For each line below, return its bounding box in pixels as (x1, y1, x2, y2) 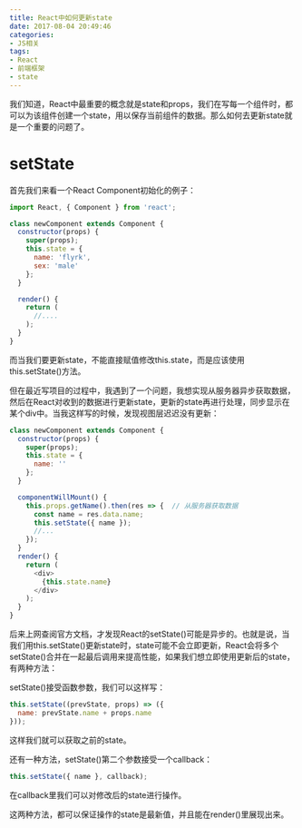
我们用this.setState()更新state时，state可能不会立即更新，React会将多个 (9, 640, 279, 651)
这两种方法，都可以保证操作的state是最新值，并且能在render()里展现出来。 (9, 809, 289, 820)
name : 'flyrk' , (33, 253, 92, 262)
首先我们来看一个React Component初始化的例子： (9, 184, 197, 195)
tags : (9, 47, 30, 56)
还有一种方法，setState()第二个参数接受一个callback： (9, 754, 213, 764)
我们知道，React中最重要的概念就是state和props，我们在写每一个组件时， (9, 98, 286, 109)
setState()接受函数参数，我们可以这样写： (9, 682, 166, 693)
